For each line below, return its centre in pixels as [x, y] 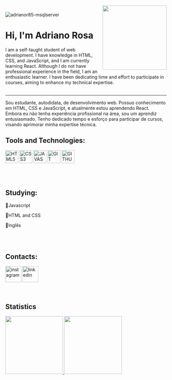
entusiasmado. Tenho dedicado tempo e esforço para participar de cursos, [84, 119]
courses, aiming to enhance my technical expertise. [60, 82]
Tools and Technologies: [45, 140]
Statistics [21, 307]
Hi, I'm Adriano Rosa [49, 36]
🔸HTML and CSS [23, 215]
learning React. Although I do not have [46, 66]
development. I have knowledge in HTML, [49, 55]
